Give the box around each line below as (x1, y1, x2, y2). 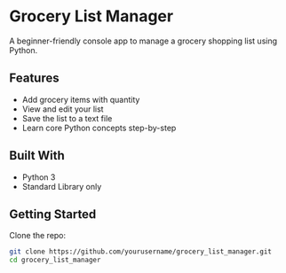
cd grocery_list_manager (9, 255, 101, 265)
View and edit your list (21, 104, 104, 114)
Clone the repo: (9, 230, 67, 241)
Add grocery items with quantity (21, 94, 140, 105)
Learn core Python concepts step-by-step (21, 122, 177, 133)
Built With (9, 148, 65, 163)
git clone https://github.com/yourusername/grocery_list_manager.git (9, 247, 273, 256)
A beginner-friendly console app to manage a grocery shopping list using (9, 35, 278, 46)
